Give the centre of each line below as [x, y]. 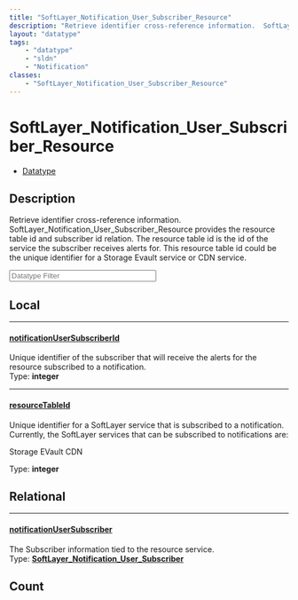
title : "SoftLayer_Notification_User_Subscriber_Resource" [121, 17]
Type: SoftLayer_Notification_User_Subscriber [97, 558]
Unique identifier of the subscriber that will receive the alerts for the [133, 358]
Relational [38, 497]
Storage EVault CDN [46, 451]
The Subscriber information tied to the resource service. [112, 549]
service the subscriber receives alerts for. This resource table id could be [143, 249]
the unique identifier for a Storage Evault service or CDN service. [128, 257]
